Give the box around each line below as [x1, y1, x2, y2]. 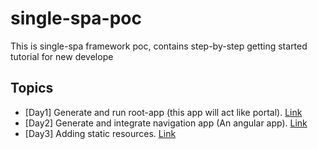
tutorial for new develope [10, 50, 114, 62]
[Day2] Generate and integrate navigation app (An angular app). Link [24, 117, 308, 129]
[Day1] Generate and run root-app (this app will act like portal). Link [24, 106, 303, 118]
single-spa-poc [10, 7, 143, 30]
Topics [10, 80, 54, 97]
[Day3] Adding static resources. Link [24, 127, 177, 139]
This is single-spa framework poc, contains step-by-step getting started [10, 40, 308, 52]
